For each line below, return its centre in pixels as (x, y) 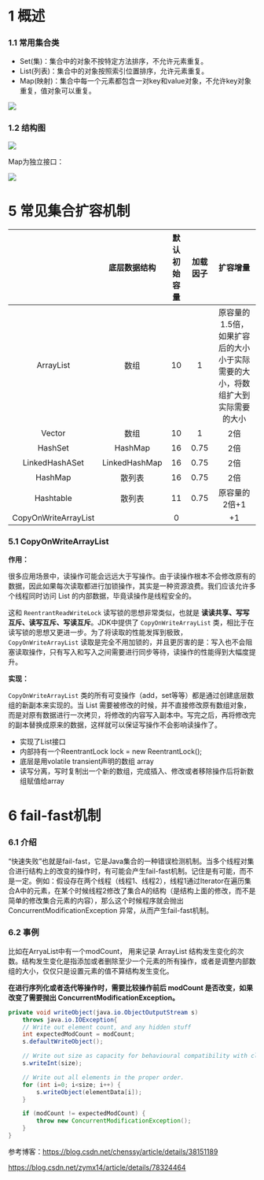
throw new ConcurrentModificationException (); (114, 1121)
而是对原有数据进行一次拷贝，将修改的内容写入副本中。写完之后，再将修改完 (132, 715)
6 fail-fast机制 (55, 816)
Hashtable (53, 498)
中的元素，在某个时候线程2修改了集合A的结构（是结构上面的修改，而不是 (137, 890)
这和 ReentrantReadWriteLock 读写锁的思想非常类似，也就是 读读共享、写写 (129, 613)
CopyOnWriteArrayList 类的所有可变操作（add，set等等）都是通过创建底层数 (131, 696)
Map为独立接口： (36, 161)
